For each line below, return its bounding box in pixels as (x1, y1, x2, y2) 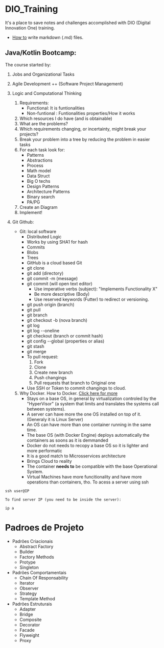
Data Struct (26, 173, 50, 179)
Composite (19, 617, 42, 622)
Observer (19, 585, 39, 591)
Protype (19, 559, 36, 565)
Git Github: (12, 219, 34, 225)
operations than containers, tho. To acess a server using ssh (26, 479, 149, 485)
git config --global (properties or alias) (26, 338, 105, 344)
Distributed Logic (26, 233, 62, 239)
